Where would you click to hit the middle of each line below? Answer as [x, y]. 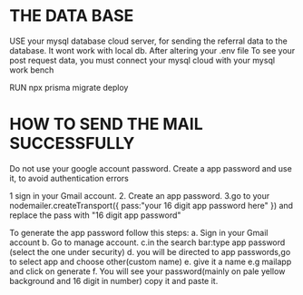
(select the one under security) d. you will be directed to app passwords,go [150, 251]
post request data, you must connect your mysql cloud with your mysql [142, 60]
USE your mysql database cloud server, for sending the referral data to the [148, 41]
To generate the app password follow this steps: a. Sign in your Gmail [139, 232]
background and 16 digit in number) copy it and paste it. [114, 280]
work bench [32, 70]
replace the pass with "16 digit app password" [95, 215]
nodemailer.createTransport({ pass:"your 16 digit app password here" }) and [151, 205]
